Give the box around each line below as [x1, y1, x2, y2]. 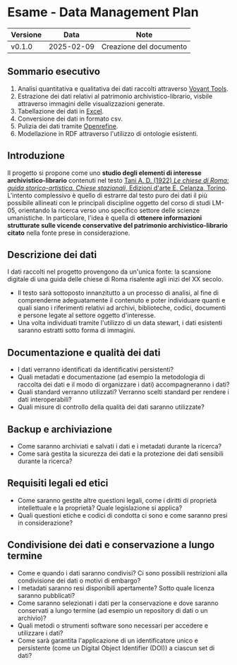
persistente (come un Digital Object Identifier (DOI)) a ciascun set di [17, 643, 215, 652]
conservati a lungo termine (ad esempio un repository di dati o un [17, 606, 208, 614]
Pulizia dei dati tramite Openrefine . [17, 121, 119, 130]
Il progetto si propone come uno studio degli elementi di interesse [7, 169, 202, 177]
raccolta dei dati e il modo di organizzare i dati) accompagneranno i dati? [17, 380, 230, 389]
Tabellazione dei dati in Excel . [17, 106, 104, 115]
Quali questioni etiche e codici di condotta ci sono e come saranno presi [17, 511, 228, 519]
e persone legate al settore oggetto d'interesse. [17, 311, 157, 319]
